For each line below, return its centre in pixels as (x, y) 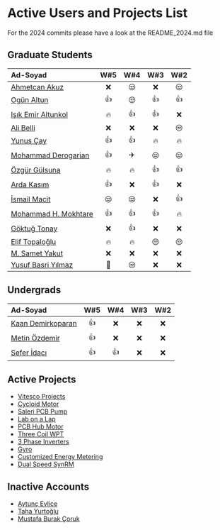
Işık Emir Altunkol (40, 115)
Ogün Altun (30, 100)
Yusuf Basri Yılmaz (42, 265)
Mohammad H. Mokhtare (52, 214)
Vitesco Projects (41, 397)
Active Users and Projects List (98, 13)
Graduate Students (50, 55)
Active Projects (42, 379)
